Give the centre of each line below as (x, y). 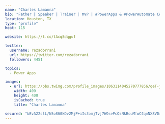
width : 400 (25, 91)
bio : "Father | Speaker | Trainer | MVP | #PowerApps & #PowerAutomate (80, 14)
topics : (13, 68)
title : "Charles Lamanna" (41, 105)
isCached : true (29, 100)
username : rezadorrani (33, 50)
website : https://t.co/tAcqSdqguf (41, 37)
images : (13, 82)
